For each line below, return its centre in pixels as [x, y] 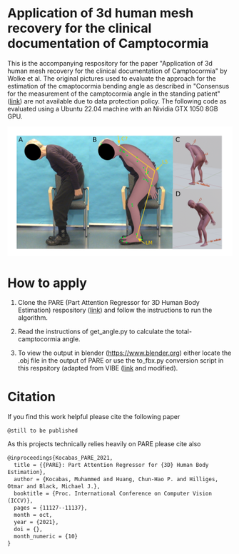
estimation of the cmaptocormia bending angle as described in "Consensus [118, 86]
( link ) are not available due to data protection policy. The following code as [117, 101]
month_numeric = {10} [46, 537]
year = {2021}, [36, 523]
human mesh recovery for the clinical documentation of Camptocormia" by [117, 71]
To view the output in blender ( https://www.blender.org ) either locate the [124, 353]
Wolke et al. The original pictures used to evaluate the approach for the [112, 78]
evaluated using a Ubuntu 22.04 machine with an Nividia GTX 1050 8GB [113, 109]
